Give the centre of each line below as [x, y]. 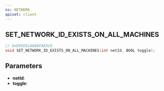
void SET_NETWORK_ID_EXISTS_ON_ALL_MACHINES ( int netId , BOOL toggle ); [80, 51]
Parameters [24, 66]
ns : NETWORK [17, 10]
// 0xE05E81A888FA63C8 [29, 46]
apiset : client [21, 14]
